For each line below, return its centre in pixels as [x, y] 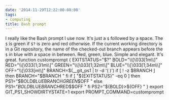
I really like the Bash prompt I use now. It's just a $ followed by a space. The [84, 38]
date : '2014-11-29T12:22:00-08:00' [43, 10]
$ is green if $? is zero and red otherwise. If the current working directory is [84, 44]
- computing [18, 19]
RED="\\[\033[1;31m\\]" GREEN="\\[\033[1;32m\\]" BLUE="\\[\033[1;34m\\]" [84, 65]
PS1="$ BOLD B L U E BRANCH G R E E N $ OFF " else [54, 81]
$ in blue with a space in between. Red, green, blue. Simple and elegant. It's [84, 55]
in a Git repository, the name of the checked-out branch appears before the [84, 49]
